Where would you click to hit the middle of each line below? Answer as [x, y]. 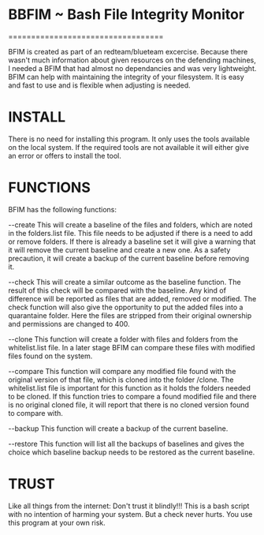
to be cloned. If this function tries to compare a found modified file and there [132, 396]
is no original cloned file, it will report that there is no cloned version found [129, 405]
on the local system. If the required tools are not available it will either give [129, 147]
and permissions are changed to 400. [69, 324]
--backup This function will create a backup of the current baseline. [118, 428]
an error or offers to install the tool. [65, 155]
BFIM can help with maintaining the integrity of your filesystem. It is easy [126, 77]
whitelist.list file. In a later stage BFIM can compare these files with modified [132, 347]
